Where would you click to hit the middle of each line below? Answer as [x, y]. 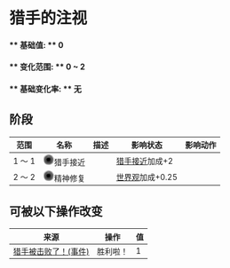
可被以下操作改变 [56, 211]
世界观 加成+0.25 [147, 177]
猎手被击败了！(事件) [51, 251]
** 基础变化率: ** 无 [45, 89]
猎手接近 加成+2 [144, 161]
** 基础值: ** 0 [36, 44]
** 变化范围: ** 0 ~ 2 [48, 67]
